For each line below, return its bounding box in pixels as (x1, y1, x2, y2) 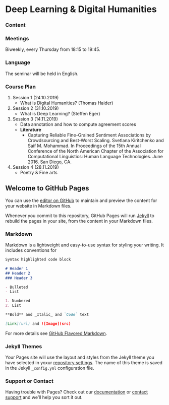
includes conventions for (5, 247, 57, 253)
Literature (20, 127, 41, 132)
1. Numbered (5, 298, 30, 303)
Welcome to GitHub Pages (5, 184, 89, 192)
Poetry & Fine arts (20, 170, 58, 175)
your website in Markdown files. (5, 202, 72, 209)
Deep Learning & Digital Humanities (5, 4, 157, 15)
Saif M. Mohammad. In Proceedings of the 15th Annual (27, 143, 141, 149)
